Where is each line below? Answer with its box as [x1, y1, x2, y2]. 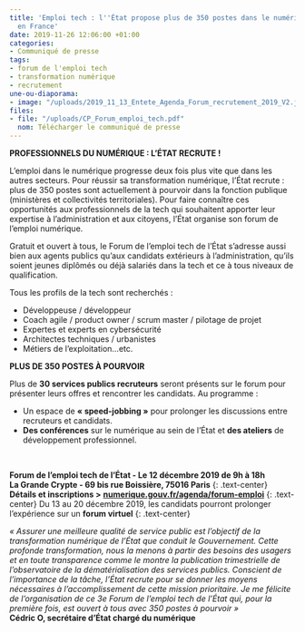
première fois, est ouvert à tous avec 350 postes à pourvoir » [9, 603, 239, 613]
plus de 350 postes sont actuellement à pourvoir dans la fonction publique [9, 185, 288, 195]
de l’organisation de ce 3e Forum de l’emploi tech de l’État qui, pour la [9, 593, 272, 604]
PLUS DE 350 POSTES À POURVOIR [9, 361, 145, 372]
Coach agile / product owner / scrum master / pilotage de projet [22, 315, 261, 325]
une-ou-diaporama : [9, 89, 79, 98]
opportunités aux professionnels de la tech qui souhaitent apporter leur [9, 204, 276, 214]
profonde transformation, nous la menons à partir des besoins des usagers [9, 545, 292, 556]
